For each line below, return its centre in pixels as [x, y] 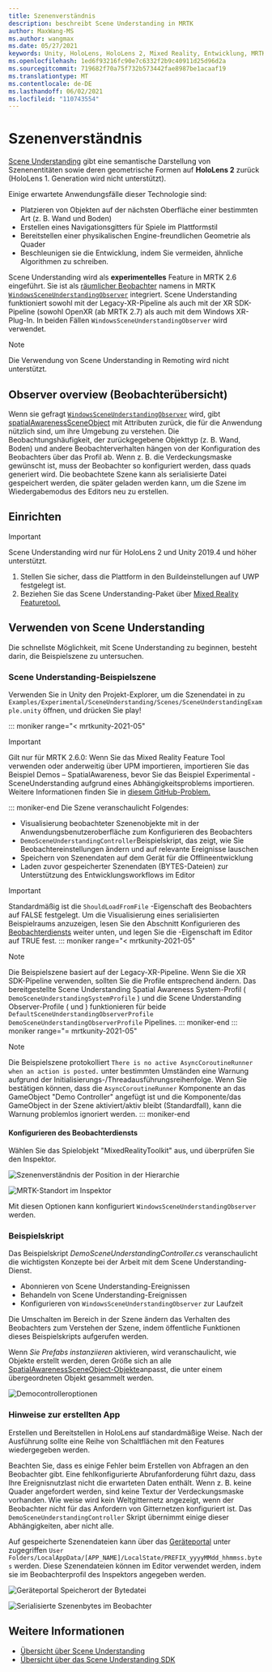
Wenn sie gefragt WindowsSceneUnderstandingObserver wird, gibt [115, 414]
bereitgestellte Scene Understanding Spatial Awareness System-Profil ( [127, 989]
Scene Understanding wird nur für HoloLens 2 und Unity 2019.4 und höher [133, 552]
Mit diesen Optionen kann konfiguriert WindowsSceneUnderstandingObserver [132, 1206]
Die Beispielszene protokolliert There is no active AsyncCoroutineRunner [131, 1062]
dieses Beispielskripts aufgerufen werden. [79, 1336]
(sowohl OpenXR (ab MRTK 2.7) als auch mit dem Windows [136, 312]
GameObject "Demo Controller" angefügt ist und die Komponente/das [125, 1097]
